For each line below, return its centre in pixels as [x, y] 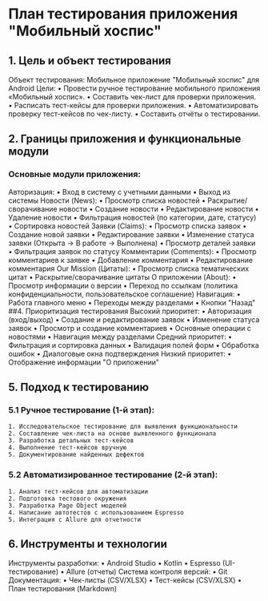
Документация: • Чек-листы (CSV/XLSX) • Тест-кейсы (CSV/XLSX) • [125, 580]
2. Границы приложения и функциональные [125, 139]
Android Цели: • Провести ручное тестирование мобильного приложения [134, 88]
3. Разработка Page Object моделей [68, 506]
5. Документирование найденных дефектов [77, 455]
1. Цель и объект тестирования [90, 61]
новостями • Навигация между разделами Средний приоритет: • [120, 337]
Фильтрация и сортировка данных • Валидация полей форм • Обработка [134, 345]
